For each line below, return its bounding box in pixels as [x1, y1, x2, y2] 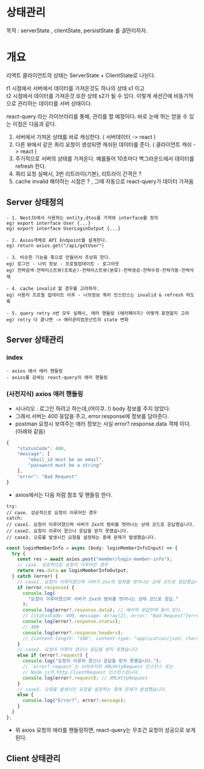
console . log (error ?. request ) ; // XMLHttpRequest [22, 675, 148, 681]
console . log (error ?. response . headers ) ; [22, 630, 123, 636]
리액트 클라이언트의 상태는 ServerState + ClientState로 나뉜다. [6, 71, 156, 79]
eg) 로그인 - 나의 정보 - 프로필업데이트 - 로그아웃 [6, 261, 120, 267]
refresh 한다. [15, 162, 47, 170]
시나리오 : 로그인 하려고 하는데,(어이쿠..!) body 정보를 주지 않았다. [15, 405, 171, 412]
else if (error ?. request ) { [17, 652, 88, 658]
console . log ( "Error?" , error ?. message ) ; [22, 697, 126, 704]
